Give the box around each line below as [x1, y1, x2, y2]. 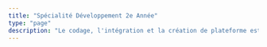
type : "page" [8, 19, 52, 27]
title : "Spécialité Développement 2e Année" [8, 11, 158, 20]
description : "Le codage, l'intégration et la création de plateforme [8, 26, 247, 34]
